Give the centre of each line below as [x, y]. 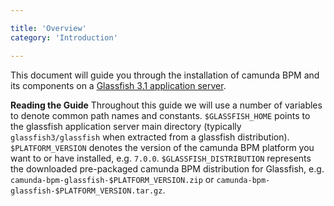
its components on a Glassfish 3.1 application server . [118, 85]
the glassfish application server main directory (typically [126, 126]
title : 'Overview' [48, 28]
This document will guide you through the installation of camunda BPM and [165, 75]
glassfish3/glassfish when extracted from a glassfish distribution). [150, 137]
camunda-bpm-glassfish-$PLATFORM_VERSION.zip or [112, 179]
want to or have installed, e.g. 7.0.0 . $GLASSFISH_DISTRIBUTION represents [161, 158]
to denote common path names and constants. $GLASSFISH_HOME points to [160, 115]
